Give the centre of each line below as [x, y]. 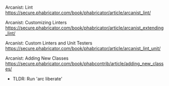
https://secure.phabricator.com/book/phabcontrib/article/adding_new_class [84, 63]
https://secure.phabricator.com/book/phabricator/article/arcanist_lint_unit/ [83, 48]
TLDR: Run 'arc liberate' [37, 79]
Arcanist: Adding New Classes [37, 58]
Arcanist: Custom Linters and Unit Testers [49, 43]
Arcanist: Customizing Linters [36, 23]
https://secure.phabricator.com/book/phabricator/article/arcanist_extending [84, 28]
